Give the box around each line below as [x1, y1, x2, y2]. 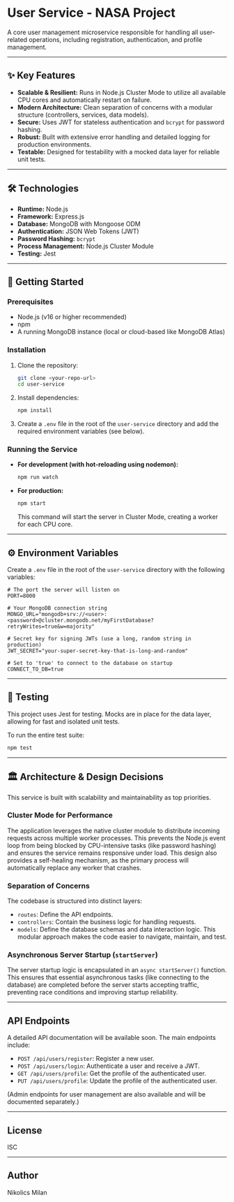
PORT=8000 [7, 592, 36, 600]
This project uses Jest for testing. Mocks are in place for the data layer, [7, 710, 212, 718]
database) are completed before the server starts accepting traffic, [7, 981, 200, 989]
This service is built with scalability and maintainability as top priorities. [7, 793, 211, 801]
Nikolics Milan [7, 1188, 47, 1196]
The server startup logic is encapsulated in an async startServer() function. [7, 966, 227, 974]
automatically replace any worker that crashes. [7, 863, 142, 872]
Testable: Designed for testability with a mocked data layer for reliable [17, 147, 220, 156]
